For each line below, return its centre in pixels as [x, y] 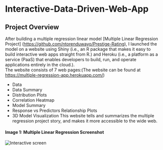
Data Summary [27, 90]
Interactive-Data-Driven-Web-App [77, 9]
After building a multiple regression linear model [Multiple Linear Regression [81, 39]
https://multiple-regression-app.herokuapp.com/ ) [55, 75]
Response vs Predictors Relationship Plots [55, 110]
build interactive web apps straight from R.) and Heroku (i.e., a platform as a [81, 54]
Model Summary [29, 105]
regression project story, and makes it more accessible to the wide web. [85, 121]
